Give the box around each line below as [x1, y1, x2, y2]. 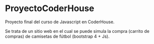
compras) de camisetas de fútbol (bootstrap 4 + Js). [5, 33, 110, 39]
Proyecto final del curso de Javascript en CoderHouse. [5, 19, 115, 25]
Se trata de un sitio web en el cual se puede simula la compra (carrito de [5, 28, 150, 34]
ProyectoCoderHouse [5, 3, 94, 14]
